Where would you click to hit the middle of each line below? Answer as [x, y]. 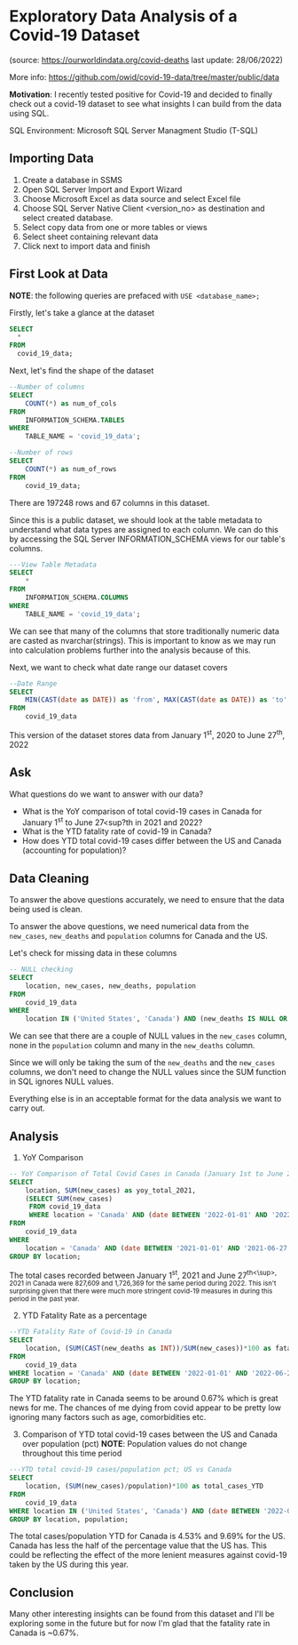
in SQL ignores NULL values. [61, 1081]
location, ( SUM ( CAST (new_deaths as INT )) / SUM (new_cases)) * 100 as [149, 1348]
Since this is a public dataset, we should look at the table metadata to [136, 520]
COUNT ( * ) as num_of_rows [71, 469]
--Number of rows [41, 453]
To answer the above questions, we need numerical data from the [129, 926]
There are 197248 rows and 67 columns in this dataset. [110, 502]
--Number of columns [47, 387]
